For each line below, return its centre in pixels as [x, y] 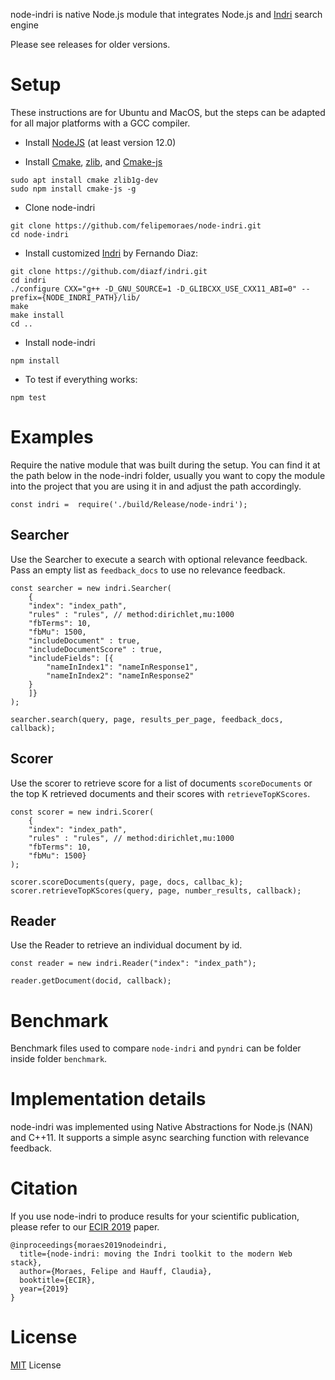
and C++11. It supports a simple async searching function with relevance [160, 1138]
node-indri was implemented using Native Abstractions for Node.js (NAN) [162, 1127]
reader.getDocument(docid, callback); [91, 981]
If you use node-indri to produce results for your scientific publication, [155, 1216]
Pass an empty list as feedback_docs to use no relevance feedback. [148, 570]
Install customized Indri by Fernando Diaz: [111, 253]
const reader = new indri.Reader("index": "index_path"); [133, 964]
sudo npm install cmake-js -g [73, 189]
